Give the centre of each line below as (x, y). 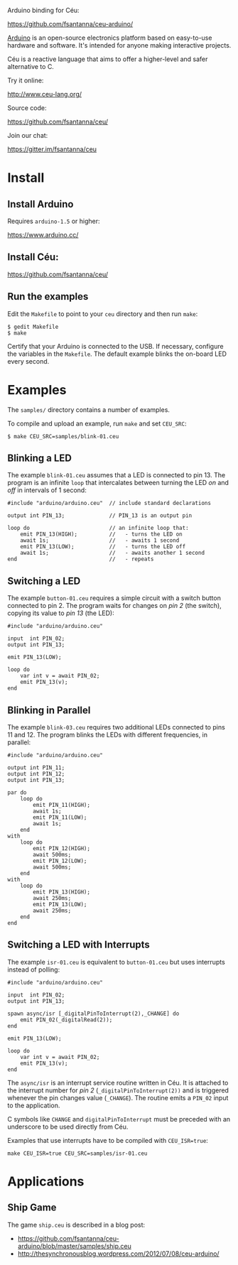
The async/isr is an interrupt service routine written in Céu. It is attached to (118, 1082)
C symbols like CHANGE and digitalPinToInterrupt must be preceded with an (119, 1119)
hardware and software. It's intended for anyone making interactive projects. (119, 45)
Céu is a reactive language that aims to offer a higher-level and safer (108, 59)
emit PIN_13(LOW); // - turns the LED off (103, 547)
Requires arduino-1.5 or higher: (54, 221)
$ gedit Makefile (33, 327)
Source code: (27, 108)
